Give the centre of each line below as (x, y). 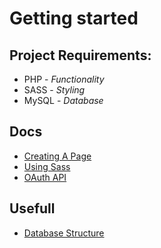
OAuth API (45, 177)
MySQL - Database (63, 100)
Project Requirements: (80, 55)
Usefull (32, 208)
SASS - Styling (54, 90)
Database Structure (64, 233)
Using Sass (47, 166)
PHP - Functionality (64, 79)
